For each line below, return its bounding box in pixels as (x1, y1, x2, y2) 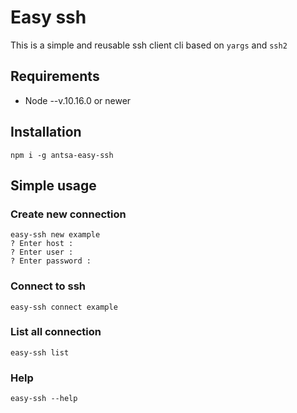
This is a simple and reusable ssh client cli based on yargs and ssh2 (10, 39, 288, 51)
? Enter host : (10, 239, 74, 249)
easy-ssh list (10, 347, 70, 358)
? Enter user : (10, 247, 74, 258)
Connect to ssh (10, 279, 86, 293)
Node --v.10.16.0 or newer (24, 94, 132, 106)
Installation (10, 124, 82, 141)
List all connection (10, 325, 102, 339)
